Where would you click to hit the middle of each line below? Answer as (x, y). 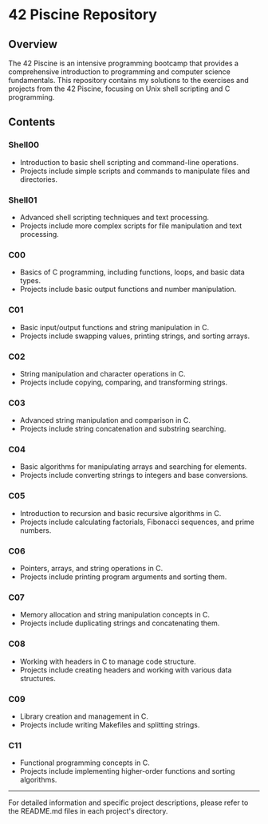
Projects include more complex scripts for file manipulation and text (131, 226)
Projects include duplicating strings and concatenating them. (120, 623)
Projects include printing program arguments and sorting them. (123, 577)
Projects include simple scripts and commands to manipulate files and (135, 171)
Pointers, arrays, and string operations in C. (91, 569)
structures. (37, 678)
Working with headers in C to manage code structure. (108, 661)
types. (30, 281)
